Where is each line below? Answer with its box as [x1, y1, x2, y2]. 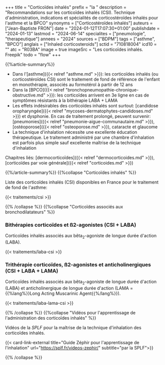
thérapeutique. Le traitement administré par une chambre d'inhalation [12, 134, 155, 140]
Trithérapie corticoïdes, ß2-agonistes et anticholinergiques [5, 261, 151, 268]
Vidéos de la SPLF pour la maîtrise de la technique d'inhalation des [5, 325, 142, 331]
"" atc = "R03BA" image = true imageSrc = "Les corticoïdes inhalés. [5, 47, 144, 52]
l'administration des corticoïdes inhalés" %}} [5, 315, 97, 321]
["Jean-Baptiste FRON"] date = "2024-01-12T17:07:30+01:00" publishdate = [5, 25, 160, 31]
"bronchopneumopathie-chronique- [65, 87, 139, 92]
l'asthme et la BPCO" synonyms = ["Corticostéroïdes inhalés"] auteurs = [5, 20, 153, 26]
